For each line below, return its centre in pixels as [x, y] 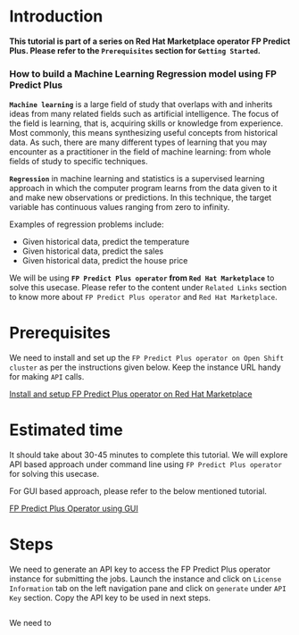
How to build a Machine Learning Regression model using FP [143, 73]
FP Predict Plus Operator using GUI [74, 509]
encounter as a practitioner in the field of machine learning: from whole [140, 152]
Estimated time [66, 430]
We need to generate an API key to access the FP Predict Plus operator [140, 570]
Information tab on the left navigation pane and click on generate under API [148, 589]
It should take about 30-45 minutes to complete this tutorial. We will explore [149, 455]
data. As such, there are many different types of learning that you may [138, 142]
